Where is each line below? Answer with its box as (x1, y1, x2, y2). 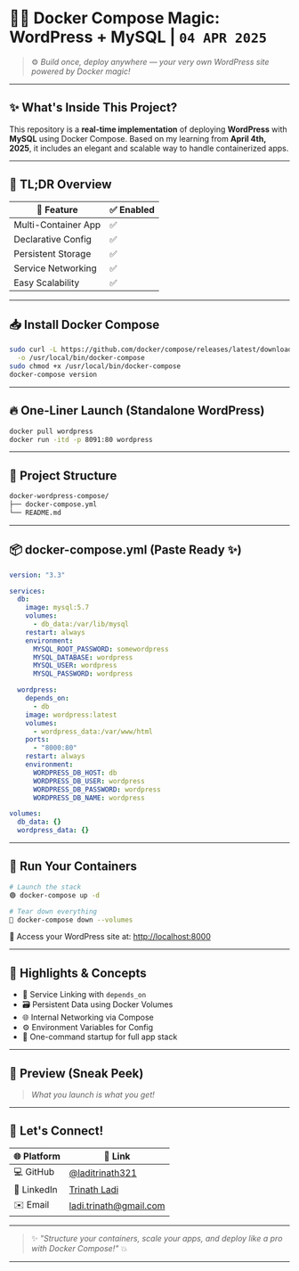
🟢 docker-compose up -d (9, 890, 101, 899)
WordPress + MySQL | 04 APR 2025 (9, 27, 267, 47)
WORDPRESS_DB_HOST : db (32, 768, 117, 777)
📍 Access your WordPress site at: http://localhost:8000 (9, 931, 211, 942)
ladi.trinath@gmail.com (69, 1200, 166, 1212)
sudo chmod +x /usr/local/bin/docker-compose (9, 362, 181, 371)
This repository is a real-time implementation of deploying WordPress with (9, 124, 287, 135)
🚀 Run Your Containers (9, 859, 138, 874)
